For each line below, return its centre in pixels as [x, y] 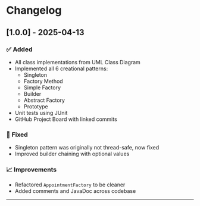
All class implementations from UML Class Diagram [78, 62]
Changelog [34, 10]
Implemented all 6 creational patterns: [61, 68]
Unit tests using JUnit [41, 113]
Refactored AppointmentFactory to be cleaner [70, 185]
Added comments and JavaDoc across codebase [75, 191]
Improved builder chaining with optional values [72, 154]
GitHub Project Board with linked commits [66, 119]
